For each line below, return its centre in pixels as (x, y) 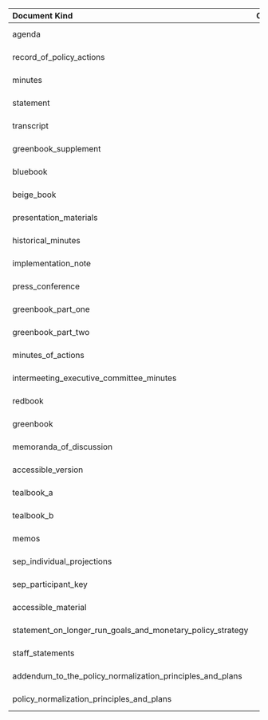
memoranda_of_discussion (63, 447)
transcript (31, 126)
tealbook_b (33, 515)
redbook (28, 401)
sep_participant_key (50, 584)
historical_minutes (47, 240)
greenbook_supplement (57, 149)
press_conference (46, 286)
